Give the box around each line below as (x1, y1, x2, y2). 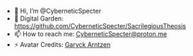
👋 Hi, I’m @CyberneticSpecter (13, 7, 101, 15)
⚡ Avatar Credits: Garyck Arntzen (13, 40, 111, 49)
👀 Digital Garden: (13, 14, 64, 23)
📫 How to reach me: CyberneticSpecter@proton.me (13, 30, 168, 38)
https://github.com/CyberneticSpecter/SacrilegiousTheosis (13, 22, 186, 30)
